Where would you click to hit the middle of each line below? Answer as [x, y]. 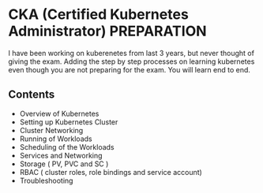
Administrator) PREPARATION [107, 31]
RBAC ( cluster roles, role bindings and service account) [111, 172]
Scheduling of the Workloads [67, 147]
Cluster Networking [51, 130]
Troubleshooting [46, 180]
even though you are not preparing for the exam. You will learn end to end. [130, 69]
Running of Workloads [56, 139]
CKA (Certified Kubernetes [99, 15]
